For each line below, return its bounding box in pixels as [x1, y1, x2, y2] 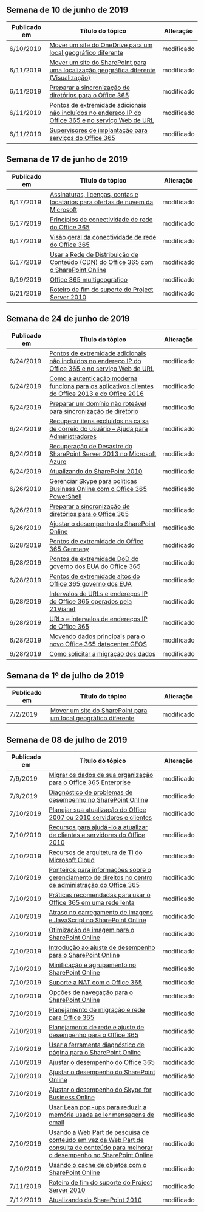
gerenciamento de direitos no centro [49, 873, 153, 882]
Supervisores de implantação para [49, 126, 148, 134]
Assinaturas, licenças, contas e [49, 190, 138, 198]
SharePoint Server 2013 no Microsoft [49, 450, 157, 458]
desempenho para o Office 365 [49, 1031, 139, 1039]
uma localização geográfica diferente [49, 66, 156, 74]
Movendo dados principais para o [49, 632, 145, 641]
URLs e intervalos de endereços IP [49, 615, 148, 623]
